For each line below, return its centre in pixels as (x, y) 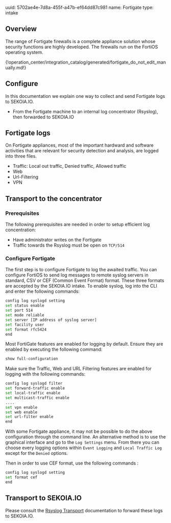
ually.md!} (16, 67)
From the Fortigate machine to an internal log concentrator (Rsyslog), (85, 111)
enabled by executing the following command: (54, 349)
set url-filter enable (29, 417)
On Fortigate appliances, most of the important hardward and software (80, 145)
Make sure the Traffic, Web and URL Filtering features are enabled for (79, 369)
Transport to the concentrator (54, 199)
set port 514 (19, 310)
